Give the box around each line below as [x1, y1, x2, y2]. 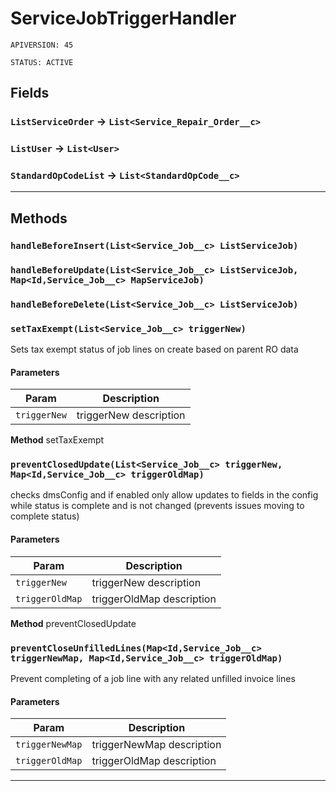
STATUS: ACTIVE [10, 57, 74, 67]
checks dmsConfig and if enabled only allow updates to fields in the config [10, 489, 319, 501]
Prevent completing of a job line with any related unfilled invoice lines [10, 672, 296, 684]
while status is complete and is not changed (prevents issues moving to [10, 500, 305, 512]
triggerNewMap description [91, 738, 222, 752]
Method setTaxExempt [10, 434, 105, 446]
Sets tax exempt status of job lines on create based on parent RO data [10, 343, 299, 355]
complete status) [10, 510, 80, 522]
